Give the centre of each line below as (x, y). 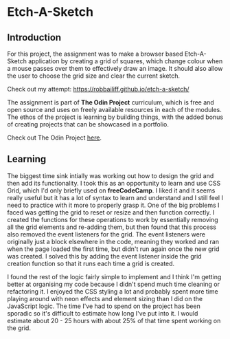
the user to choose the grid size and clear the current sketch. (94, 76)
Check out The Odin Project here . (54, 138)
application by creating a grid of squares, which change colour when (126, 61)
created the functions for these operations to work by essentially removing (113, 219)
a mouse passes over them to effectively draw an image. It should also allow (115, 68)
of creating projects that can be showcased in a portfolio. (88, 124)
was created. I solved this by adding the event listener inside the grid (104, 256)
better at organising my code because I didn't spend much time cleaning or (113, 284)
